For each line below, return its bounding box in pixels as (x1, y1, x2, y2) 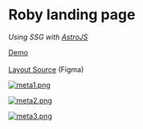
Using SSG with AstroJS (8, 32, 88, 42)
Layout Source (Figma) (8, 64, 84, 74)
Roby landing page (8, 6, 136, 24)
